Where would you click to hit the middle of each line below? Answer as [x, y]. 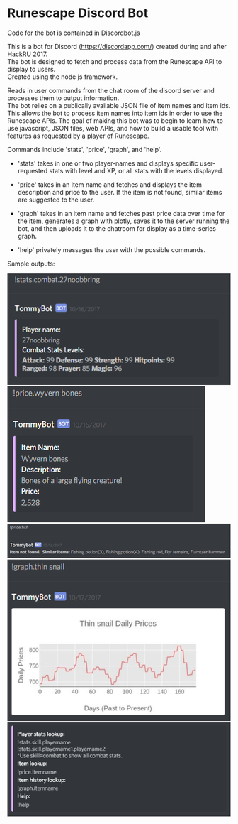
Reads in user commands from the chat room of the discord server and [111, 90]
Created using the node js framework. [63, 77]
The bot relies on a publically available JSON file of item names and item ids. [119, 105]
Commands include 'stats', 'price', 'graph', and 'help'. [85, 149]
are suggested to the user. [56, 200]
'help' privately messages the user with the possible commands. [112, 249]
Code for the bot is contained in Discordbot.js [74, 33]
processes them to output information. [63, 98]
